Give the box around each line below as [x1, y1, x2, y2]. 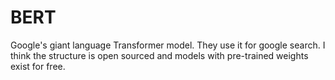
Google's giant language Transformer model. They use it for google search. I [10, 39, 326, 51]
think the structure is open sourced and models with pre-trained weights [10, 49, 309, 61]
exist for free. [10, 60, 66, 72]
